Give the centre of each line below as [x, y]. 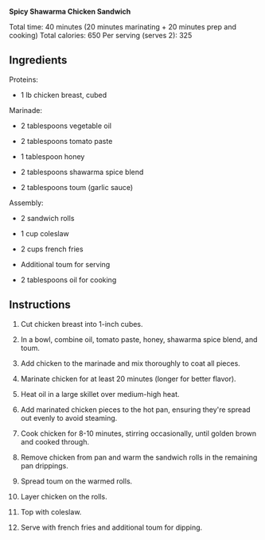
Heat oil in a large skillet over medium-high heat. [100, 394]
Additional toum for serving [65, 264]
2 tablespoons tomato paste [66, 141]
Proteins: [24, 80]
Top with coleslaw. [51, 511]
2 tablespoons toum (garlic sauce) [77, 187]
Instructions [40, 305]
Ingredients [38, 60]
